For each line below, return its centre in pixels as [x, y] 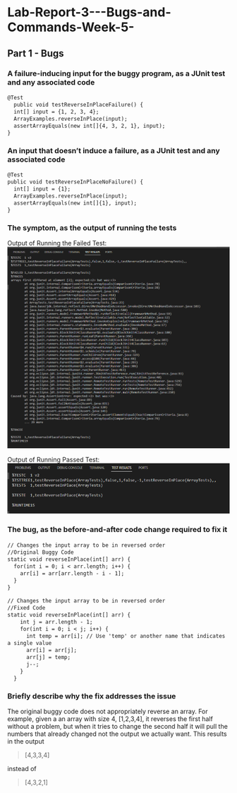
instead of [22, 769]
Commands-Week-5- [71, 27]
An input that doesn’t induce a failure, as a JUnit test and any [114, 150]
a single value [30, 643]
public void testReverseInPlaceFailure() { [78, 104]
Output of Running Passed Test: [54, 460]
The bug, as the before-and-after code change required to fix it [117, 530]
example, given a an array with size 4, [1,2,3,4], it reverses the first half [110, 719]
